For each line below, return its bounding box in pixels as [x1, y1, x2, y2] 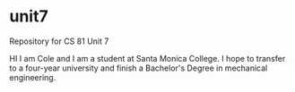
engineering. [9, 71, 56, 82]
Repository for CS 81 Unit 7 [9, 36, 109, 46]
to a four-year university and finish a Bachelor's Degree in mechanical [9, 63, 268, 73]
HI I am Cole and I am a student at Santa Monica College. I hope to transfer [9, 53, 286, 63]
